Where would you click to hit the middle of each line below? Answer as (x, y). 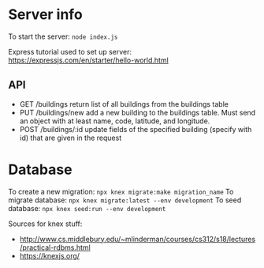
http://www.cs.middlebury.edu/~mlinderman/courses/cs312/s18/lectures (138, 239)
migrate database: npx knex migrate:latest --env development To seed (125, 200)
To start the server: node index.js (63, 36)
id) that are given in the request (71, 138)
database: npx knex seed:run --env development (87, 208)
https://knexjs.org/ (50, 255)
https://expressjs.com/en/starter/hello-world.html (89, 60)
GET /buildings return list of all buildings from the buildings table (124, 104)
